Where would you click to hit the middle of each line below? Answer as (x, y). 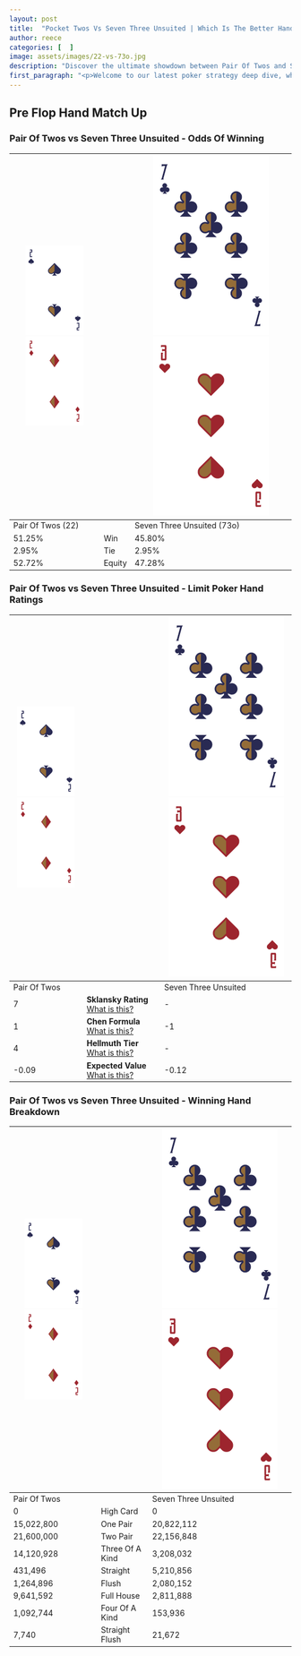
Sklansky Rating (117, 1000)
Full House (120, 1595)
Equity (115, 563)
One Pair (116, 1523)
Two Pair (117, 1536)
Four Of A (119, 1609)
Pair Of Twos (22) (46, 526)
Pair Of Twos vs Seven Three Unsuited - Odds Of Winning (137, 139)
